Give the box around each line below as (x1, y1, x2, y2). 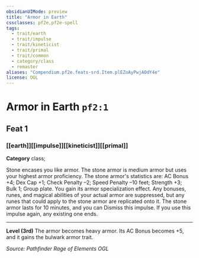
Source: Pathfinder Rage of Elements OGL (6, 245, 109, 252)
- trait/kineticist (11, 42, 60, 48)
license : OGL (6, 75, 38, 80)
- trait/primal (11, 47, 49, 53)
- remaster (11, 63, 38, 70)
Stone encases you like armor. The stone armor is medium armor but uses (6, 166, 187, 173)
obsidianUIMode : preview (6, 8, 68, 15)
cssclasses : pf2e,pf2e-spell (6, 20, 78, 25)
